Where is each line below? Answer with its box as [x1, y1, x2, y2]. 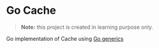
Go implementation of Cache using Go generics [6, 35, 124, 42]
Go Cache [6, 4, 56, 17]
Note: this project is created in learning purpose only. [20, 23, 153, 31]
